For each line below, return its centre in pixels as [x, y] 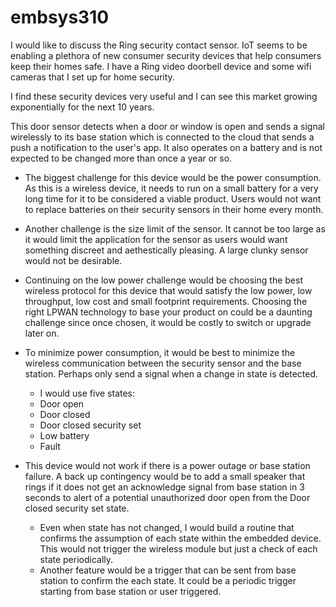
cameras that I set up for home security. [92, 77]
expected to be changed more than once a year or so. [121, 158]
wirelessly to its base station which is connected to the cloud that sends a [162, 137]
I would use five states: [87, 393]
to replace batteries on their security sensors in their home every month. [174, 209]
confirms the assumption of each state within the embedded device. [180, 538]
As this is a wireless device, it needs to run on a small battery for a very [171, 188]
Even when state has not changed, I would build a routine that [167, 527]
